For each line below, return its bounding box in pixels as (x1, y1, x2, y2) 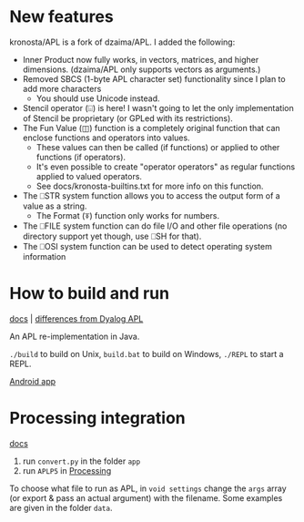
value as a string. (22, 200, 87, 211)
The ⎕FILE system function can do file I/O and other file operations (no (22, 220, 288, 231)
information (22, 251, 66, 261)
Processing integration (9, 408, 186, 429)
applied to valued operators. (35, 170, 143, 181)
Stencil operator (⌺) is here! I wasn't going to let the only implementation (22, 102, 294, 113)
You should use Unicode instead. (35, 93, 161, 104)
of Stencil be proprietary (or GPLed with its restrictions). (22, 112, 234, 124)
